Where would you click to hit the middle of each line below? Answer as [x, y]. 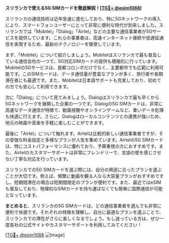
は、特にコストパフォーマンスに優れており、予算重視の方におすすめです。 [82, 146]
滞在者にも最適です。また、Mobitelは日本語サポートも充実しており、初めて [83, 80]
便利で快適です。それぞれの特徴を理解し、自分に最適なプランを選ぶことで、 [84, 212]
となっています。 [23, 195]
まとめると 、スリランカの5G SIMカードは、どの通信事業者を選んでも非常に [83, 206]
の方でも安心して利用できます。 [38, 86]
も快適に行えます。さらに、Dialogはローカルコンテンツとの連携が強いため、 [84, 116]
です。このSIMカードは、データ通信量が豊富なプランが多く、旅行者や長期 [86, 74]
